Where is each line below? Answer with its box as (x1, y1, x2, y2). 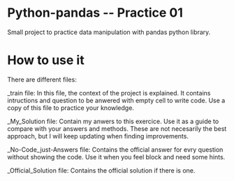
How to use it (7, 52, 85, 68)
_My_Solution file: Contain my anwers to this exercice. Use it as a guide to (7, 117, 219, 125)
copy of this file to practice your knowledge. (7, 103, 135, 112)
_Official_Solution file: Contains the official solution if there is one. (7, 166, 196, 175)
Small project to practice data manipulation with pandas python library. (7, 28, 211, 36)
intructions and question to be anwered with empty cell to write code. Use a (7, 96, 226, 104)
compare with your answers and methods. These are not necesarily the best (7, 124, 227, 133)
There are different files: (7, 75, 77, 84)
